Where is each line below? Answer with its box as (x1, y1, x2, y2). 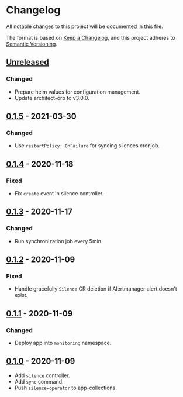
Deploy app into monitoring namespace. (14, 340, 112, 347)
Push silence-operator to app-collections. (14, 384, 117, 391)
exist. (14, 292, 28, 299)
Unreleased (6, 57, 50, 67)
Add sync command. (14, 378, 64, 385)
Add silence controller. (14, 372, 70, 379)
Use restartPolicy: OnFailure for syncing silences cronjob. (14, 142, 160, 149)
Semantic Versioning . (6, 40, 57, 47)
